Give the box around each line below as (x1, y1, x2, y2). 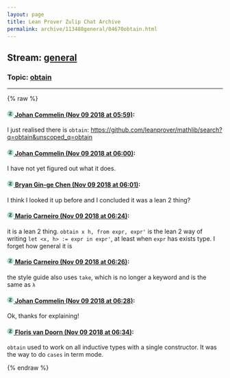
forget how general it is (7, 241, 73, 250)
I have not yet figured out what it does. (7, 165, 116, 173)
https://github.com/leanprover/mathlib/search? (90, 126, 222, 134)
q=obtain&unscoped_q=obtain (7, 133, 92, 141)
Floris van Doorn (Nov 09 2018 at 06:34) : (14, 328, 134, 336)
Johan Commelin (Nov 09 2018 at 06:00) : (14, 149, 136, 157)
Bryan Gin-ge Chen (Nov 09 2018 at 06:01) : (14, 180, 141, 189)
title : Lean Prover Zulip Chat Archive (7, 18, 121, 25)
